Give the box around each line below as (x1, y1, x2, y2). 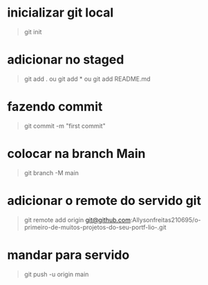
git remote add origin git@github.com (23, 215, 131, 224)
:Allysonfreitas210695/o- (130, 215, 202, 224)
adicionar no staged (7, 52, 124, 68)
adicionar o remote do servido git (7, 193, 202, 208)
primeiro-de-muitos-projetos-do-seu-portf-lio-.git (23, 223, 167, 231)
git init (23, 28, 42, 36)
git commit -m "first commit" (23, 121, 106, 130)
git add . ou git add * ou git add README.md (23, 75, 151, 83)
